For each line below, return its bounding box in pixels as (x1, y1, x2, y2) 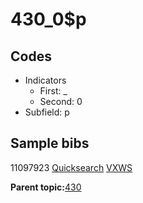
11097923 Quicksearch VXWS (10, 161, 133, 173)
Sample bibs (10, 135, 90, 152)
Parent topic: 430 (10, 181, 82, 193)
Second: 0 (39, 96, 83, 107)
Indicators (24, 74, 67, 86)
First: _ (39, 85, 68, 97)
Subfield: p (24, 106, 70, 118)
